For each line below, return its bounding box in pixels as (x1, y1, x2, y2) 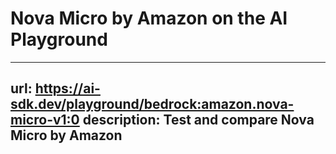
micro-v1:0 (10, 112, 80, 129)
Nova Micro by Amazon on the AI (10, 7, 288, 30)
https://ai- (34, 80, 101, 97)
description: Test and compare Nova (82, 112, 315, 129)
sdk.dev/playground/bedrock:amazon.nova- (10, 96, 295, 113)
